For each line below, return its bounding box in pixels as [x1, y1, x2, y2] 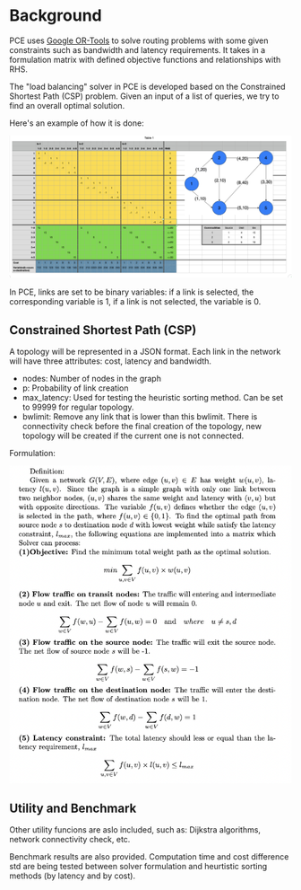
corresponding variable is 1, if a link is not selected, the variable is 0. [9, 296, 262, 307]
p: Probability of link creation [21, 383, 129, 393]
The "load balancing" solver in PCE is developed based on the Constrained [9, 81, 286, 92]
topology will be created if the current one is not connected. [21, 430, 245, 441]
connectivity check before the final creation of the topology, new [21, 421, 262, 432]
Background [9, 5, 102, 26]
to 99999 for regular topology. [21, 401, 134, 413]
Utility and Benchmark [9, 800, 137, 815]
